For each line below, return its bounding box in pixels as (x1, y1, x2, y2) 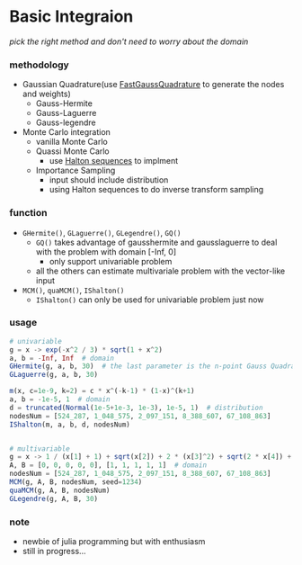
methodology (9, 58, 69, 71)
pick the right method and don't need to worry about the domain (9, 36, 249, 47)
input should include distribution (49, 175, 169, 185)
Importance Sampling (35, 165, 116, 176)
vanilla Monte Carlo (35, 137, 108, 148)
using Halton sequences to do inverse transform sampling (49, 184, 264, 195)
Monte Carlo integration (22, 127, 111, 138)
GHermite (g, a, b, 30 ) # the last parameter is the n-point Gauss (9, 362, 268, 371)
